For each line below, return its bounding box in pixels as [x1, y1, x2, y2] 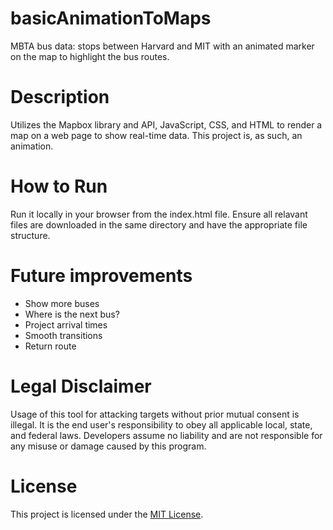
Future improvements [10, 265, 193, 287]
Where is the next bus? [24, 308, 120, 320]
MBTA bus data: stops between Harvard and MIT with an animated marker [10, 40, 315, 52]
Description [10, 86, 110, 109]
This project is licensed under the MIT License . [10, 508, 204, 520]
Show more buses [24, 297, 100, 309]
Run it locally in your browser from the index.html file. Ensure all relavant [10, 208, 308, 220]
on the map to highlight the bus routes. [10, 50, 170, 62]
